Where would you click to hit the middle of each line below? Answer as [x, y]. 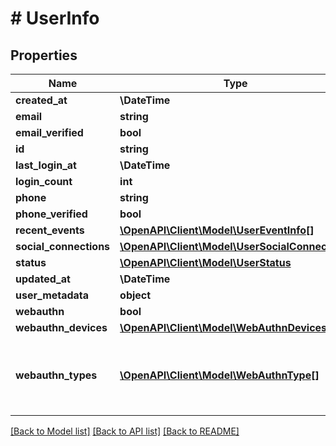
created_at [41, 100]
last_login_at [46, 165]
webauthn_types [56, 375]
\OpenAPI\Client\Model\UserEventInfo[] [217, 230]
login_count [44, 181]
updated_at [43, 279]
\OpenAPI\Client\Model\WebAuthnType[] [219, 375]
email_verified [49, 132]
